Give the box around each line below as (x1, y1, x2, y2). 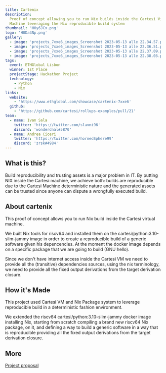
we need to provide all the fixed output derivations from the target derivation (5, 266, 161, 272)
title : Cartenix (5, 7, 39, 12)
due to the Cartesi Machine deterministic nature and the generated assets (5, 183, 156, 189)
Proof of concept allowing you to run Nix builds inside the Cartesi (9, 16, 156, 21)
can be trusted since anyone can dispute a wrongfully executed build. (5, 188, 147, 194)
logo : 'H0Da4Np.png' (5, 30, 48, 35)
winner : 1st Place (9, 67, 48, 72)
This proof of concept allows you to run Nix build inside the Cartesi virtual (5, 215, 155, 221)
